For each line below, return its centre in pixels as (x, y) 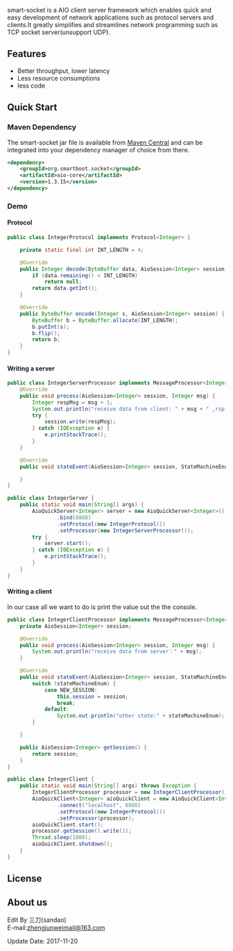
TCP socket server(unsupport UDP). (59, 32)
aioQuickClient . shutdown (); (72, 844)
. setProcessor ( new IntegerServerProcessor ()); (125, 530)
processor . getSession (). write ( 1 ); (82, 831)
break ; (66, 703)
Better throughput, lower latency (63, 71)
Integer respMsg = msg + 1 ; (72, 403)
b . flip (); (46, 333)
